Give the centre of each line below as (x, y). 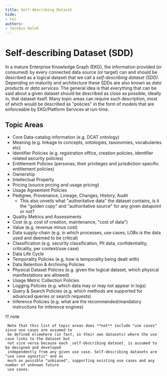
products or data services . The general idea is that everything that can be (81, 88)
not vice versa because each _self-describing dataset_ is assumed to (82, 343)
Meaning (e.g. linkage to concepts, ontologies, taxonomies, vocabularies (87, 142)
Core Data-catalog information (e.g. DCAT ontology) (66, 137)
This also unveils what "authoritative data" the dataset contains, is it (89, 201)
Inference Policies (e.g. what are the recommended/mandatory (77, 301)
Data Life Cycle (28, 254)
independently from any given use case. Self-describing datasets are (82, 352)
